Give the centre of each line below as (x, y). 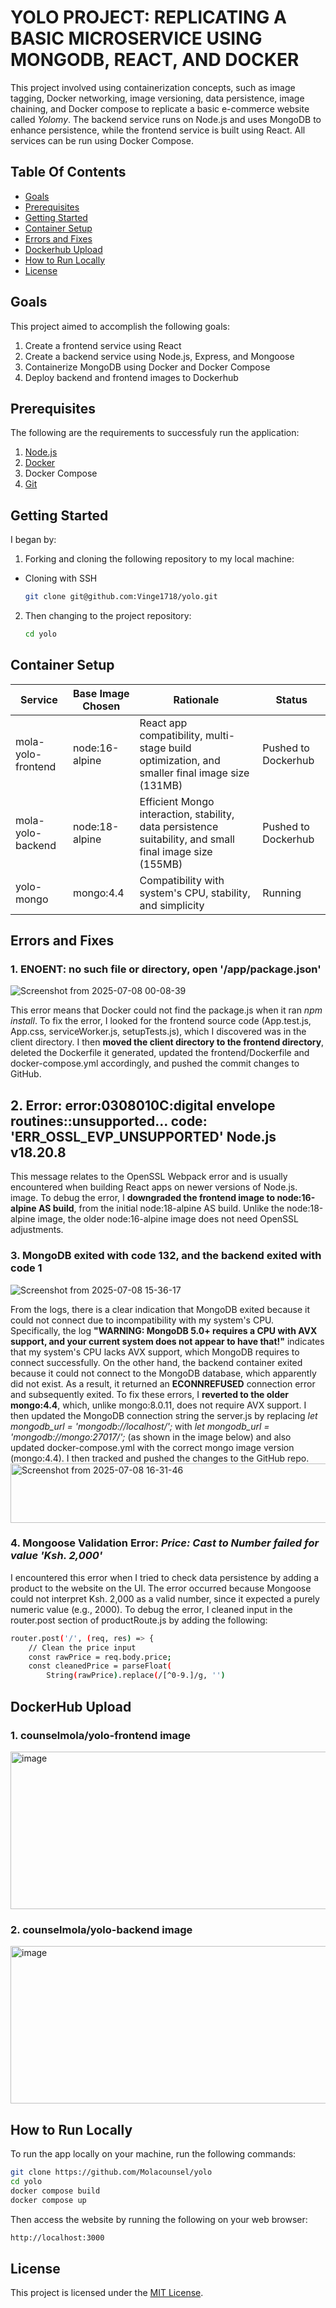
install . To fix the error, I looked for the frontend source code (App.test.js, (161, 1021)
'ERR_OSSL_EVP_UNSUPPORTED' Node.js (143, 1136)
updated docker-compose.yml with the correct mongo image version (152, 1447)
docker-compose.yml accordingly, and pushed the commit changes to (155, 1063)
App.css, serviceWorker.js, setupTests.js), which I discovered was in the (158, 1032)
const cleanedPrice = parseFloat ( (100, 1666)
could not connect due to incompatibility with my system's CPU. (142, 1320)
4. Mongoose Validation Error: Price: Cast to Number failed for (165, 1543)
